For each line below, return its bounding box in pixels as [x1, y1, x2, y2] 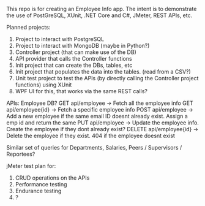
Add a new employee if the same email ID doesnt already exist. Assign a [6, 113, 188, 120]
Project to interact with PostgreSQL [15, 36, 105, 42]
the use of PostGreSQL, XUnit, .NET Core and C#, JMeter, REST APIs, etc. [6, 12, 193, 19]
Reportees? [6, 150, 35, 158]
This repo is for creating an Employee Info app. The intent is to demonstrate [6, 6, 197, 12]
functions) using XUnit [15, 81, 72, 88]
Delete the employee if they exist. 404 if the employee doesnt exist [6, 132, 176, 139]
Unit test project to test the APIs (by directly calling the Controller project [15, 75, 199, 82]
